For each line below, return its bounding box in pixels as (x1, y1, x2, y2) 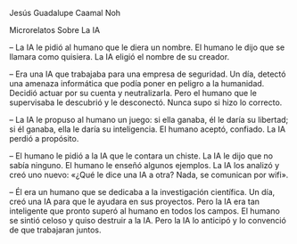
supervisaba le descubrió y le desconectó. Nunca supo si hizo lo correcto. (9, 97, 283, 108)
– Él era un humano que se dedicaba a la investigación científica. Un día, (9, 187, 276, 197)
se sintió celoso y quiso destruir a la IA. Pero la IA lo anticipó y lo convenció (9, 216, 287, 225)
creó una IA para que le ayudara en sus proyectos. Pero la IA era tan (9, 196, 260, 207)
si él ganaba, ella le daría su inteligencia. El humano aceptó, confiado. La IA (9, 124, 286, 134)
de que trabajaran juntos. (9, 224, 102, 235)
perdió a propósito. (9, 134, 79, 143)
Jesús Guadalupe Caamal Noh (9, 8, 121, 18)
